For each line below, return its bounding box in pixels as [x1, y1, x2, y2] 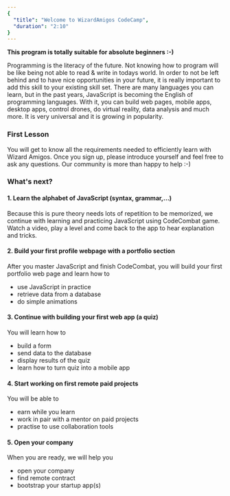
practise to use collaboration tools [16, 422, 114, 431]
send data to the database [16, 349, 91, 357]
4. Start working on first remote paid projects [7, 379, 139, 387]
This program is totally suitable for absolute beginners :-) [7, 48, 174, 56]
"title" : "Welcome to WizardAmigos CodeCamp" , [13, 16, 149, 23]
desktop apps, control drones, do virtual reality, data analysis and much [7, 105, 209, 113]
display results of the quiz [16, 357, 91, 365]
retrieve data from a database [16, 290, 102, 298]
